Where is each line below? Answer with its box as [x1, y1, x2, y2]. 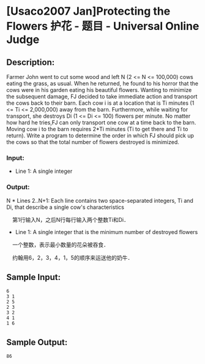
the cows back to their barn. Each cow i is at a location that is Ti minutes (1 [6, 99, 195, 107]
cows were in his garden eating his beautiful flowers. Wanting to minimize [6, 86, 192, 93]
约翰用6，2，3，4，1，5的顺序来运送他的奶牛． [12, 254, 133, 261]
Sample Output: [6, 337, 68, 347]
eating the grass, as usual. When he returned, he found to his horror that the [6, 80, 199, 87]
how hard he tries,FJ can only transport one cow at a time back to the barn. [6, 119, 196, 126]
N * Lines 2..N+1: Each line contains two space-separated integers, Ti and [6, 197, 194, 204]
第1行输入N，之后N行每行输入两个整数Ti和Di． [12, 216, 130, 223]
